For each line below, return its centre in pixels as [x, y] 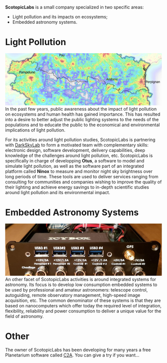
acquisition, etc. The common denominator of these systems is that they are [83, 300]
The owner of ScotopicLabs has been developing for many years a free [78, 350]
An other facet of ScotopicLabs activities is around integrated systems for [81, 279]
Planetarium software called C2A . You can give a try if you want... [72, 355]
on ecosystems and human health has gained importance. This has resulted [83, 114]
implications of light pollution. [35, 130]
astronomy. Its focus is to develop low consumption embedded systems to [81, 285]
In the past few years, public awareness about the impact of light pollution [81, 109]
